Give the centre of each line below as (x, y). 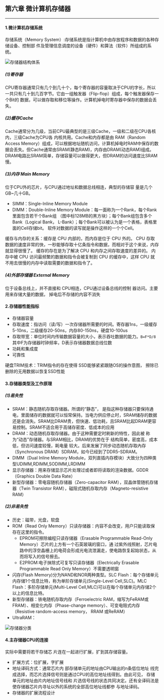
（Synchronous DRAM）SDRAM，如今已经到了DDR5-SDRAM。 (76, 452)
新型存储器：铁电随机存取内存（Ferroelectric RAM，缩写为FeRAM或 (80, 599)
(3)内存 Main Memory (27, 174)
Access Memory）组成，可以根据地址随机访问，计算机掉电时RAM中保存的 (80, 143)
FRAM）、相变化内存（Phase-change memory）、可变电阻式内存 (76, 605)
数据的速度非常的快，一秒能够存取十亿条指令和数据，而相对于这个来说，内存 (82, 244)
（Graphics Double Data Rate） (44, 476)
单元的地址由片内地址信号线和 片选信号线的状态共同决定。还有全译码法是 (85, 680)
